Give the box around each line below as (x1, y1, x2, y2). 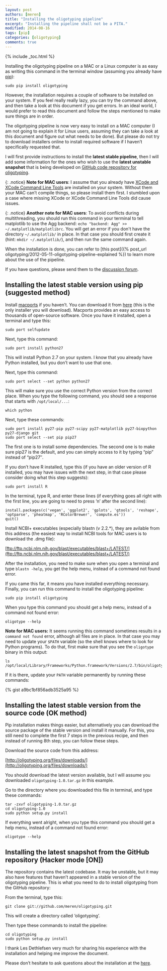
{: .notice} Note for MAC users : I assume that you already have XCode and (5, 179, 159, 185)
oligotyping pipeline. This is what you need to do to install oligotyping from (5, 879, 158, 885)
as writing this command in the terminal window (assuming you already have (5, 68, 162, 74)
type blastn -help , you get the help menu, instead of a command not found (5, 566, 160, 572)
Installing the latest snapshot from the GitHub (5, 848, 150, 856)
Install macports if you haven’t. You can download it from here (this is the (5, 302, 155, 308)
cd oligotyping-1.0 (5, 806, 46, 812)
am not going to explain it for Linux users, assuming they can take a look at (5, 128, 159, 134)
